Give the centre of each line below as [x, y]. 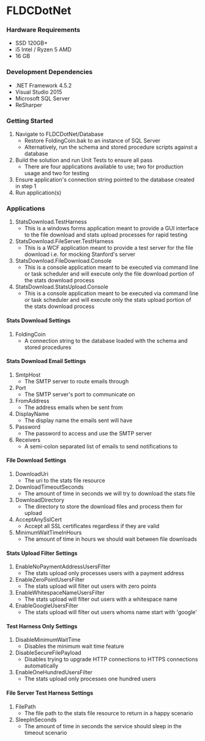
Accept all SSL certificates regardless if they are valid [92, 526]
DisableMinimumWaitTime [48, 640]
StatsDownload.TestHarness [51, 222]
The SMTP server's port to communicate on [80, 394]
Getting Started [30, 121]
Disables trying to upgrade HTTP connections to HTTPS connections [111, 660]
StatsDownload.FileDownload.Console [63, 261]
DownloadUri [32, 474]
